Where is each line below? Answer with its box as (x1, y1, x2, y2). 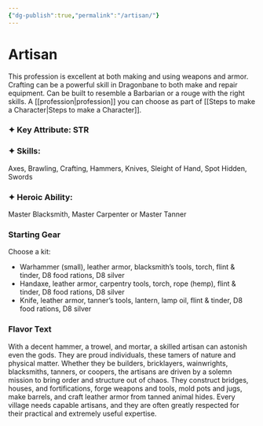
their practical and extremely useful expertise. (8, 409, 157, 418)
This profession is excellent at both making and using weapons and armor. (8, 72, 249, 81)
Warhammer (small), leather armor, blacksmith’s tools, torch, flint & (19, 262, 236, 272)
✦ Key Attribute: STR (8, 124, 89, 135)
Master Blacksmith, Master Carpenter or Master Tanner (8, 209, 187, 219)
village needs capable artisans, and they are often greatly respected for (8, 400, 239, 409)
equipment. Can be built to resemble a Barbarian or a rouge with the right (8, 88, 245, 98)
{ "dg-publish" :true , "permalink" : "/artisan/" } (8, 11, 159, 20)
